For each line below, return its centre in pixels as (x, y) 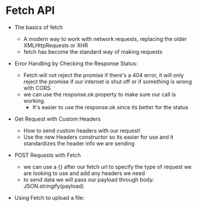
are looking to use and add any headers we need (84, 173)
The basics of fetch (39, 27)
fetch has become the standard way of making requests (93, 51)
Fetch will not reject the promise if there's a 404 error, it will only (104, 75)
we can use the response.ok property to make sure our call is (100, 94)
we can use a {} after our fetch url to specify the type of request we (107, 167)
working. (34, 101)
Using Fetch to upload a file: (49, 197)
